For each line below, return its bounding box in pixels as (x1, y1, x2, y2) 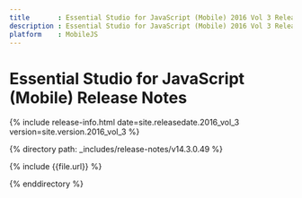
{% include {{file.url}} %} (9, 161, 102, 172)
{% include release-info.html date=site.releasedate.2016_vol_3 (9, 117, 240, 128)
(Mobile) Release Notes (9, 87, 187, 108)
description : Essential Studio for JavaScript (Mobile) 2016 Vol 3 (9, 22, 271, 30)
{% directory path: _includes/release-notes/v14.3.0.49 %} (9, 144, 223, 155)
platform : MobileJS (9, 30, 99, 39)
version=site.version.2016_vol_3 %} (9, 126, 140, 137)
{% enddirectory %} (9, 178, 84, 189)
